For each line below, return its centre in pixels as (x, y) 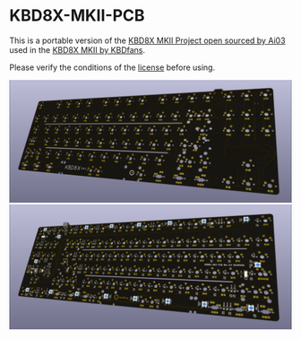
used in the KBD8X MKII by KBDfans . (77, 49)
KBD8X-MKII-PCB (77, 16)
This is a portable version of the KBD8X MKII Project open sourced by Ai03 (147, 40)
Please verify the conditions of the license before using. (112, 67)
